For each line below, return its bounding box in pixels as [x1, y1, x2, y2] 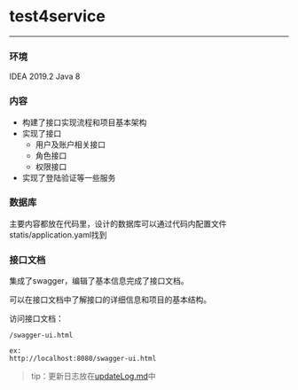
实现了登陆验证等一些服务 [21, 172, 116, 183]
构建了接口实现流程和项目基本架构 [21, 117, 147, 128]
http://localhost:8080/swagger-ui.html [9, 355, 157, 363]
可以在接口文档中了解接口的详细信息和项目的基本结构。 [9, 294, 211, 305]
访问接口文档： [9, 313, 64, 324]
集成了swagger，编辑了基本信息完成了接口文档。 [9, 276, 189, 286]
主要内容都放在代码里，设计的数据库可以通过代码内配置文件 [9, 218, 227, 229]
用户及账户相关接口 [35, 139, 106, 150]
